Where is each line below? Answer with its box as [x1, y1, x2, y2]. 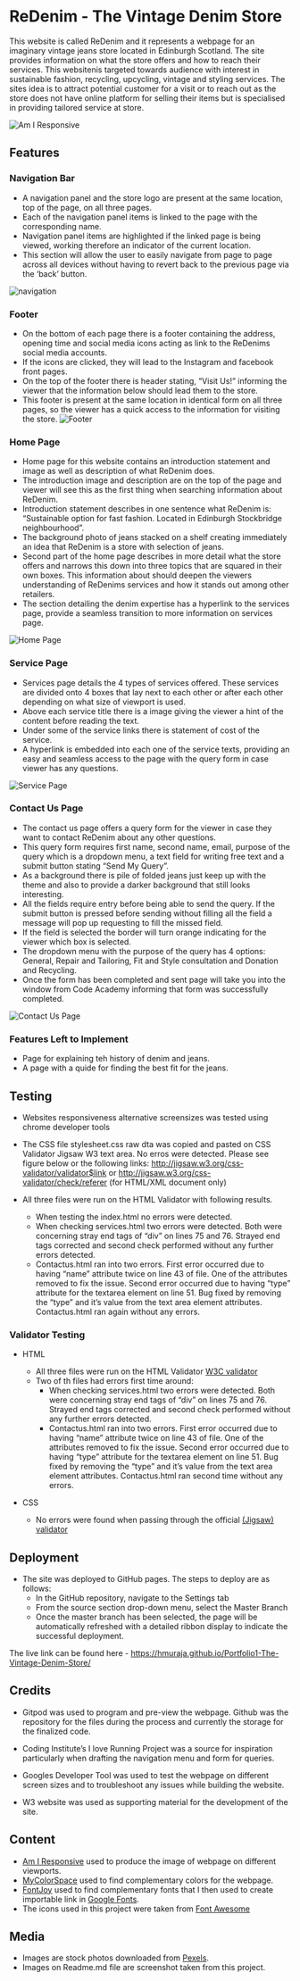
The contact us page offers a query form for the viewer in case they [21, 822, 272, 833]
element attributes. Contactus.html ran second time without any [48, 1470, 284, 1481]
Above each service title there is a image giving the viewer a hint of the [21, 705, 284, 716]
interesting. [21, 888, 64, 899]
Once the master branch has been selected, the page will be [35, 1611, 258, 1622]
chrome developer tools [21, 1121, 110, 1132]
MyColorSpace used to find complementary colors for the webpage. [21, 1875, 274, 1885]
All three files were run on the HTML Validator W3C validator [35, 1366, 259, 1377]
